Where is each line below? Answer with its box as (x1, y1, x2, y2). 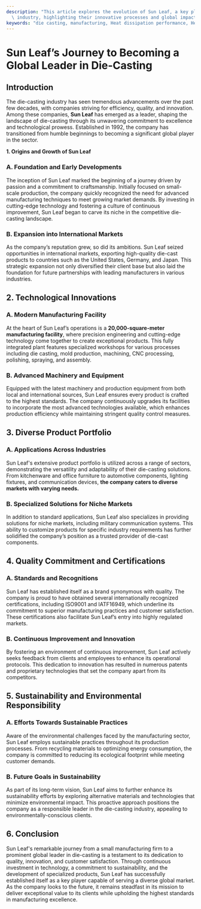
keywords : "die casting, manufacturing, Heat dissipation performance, (6, 20, 188, 26)
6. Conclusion (6, 829, 59, 839)
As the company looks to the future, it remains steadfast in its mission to (6, 883, 184, 890)
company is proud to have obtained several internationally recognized (6, 594, 178, 601)
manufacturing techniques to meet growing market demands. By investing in (6, 195, 194, 203)
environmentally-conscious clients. (6, 811, 93, 818)
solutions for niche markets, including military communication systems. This (6, 519, 193, 526)
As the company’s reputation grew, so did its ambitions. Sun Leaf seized (6, 243, 184, 251)
